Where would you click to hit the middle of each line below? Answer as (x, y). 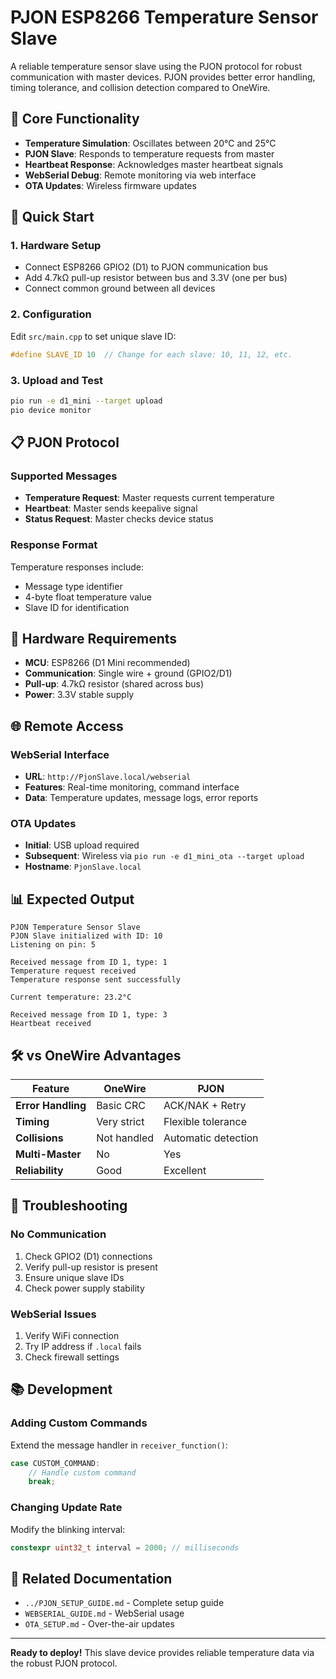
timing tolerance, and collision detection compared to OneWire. (140, 87)
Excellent (185, 1171)
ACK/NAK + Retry (205, 1106)
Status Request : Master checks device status (119, 519)
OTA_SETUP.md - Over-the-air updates (99, 1624)
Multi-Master (48, 1154)
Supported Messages (64, 476)
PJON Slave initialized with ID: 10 (86, 936)
